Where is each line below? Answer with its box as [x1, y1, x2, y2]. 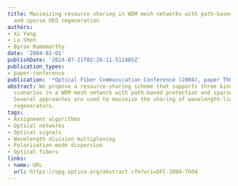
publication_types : [7, 63, 65, 70]
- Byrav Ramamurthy [7, 43, 65, 50]
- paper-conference [7, 69, 65, 76]
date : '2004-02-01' [7, 50, 65, 57]
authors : [7, 23, 33, 30]
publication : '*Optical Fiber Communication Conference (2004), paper [7, 76, 220, 83]
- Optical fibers [7, 149, 59, 156]
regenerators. [13, 103, 55, 110]
